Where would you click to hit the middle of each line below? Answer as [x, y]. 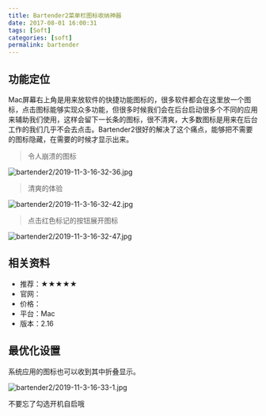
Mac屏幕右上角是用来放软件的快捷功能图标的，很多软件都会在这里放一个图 [130, 99]
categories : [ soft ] [40, 38]
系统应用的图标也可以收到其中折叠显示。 [74, 371]
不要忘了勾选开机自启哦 [46, 403]
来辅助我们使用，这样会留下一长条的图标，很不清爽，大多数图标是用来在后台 [133, 119]
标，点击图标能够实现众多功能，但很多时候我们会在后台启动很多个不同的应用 [133, 109]
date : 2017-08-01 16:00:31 [53, 23]
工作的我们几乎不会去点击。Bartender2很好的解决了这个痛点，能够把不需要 [131, 129]
